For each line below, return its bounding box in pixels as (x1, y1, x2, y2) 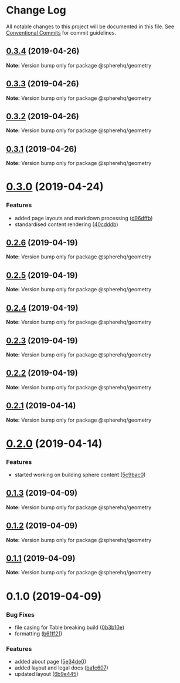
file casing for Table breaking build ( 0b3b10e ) (14, 624, 125, 631)
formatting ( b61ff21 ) (14, 630, 63, 637)
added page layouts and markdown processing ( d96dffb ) (14, 214, 153, 221)
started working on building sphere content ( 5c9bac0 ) (14, 471, 146, 479)
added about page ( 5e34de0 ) (14, 658, 87, 665)
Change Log (6, 4, 66, 17)
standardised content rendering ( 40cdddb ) (14, 221, 118, 228)
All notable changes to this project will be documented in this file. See (6, 23, 175, 30)
